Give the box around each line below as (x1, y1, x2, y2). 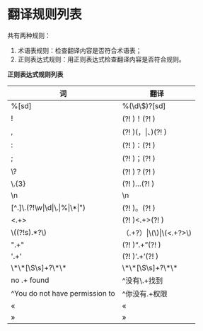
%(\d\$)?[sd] (122, 100, 166, 110)
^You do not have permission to (11, 288, 115, 298)
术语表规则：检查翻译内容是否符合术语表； (17, 46, 142, 54)
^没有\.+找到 (122, 275, 163, 285)
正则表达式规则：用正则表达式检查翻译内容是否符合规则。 (17, 54, 185, 64)
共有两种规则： (7, 31, 51, 40)
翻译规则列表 (7, 6, 83, 23)
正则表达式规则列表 (7, 70, 64, 79)
